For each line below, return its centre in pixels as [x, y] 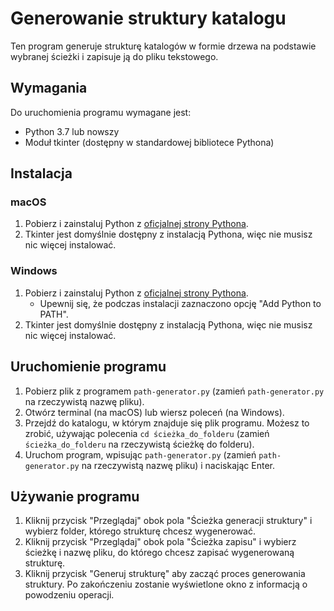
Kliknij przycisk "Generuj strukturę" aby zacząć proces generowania [165, 574]
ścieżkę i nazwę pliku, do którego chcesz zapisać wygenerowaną [159, 553]
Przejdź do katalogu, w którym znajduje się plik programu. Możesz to [167, 423]
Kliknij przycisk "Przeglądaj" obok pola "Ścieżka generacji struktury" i [168, 521]
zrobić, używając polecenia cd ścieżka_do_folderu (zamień [147, 433]
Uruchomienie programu [88, 367]
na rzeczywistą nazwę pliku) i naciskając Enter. [178, 465]
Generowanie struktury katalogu [148, 18]
